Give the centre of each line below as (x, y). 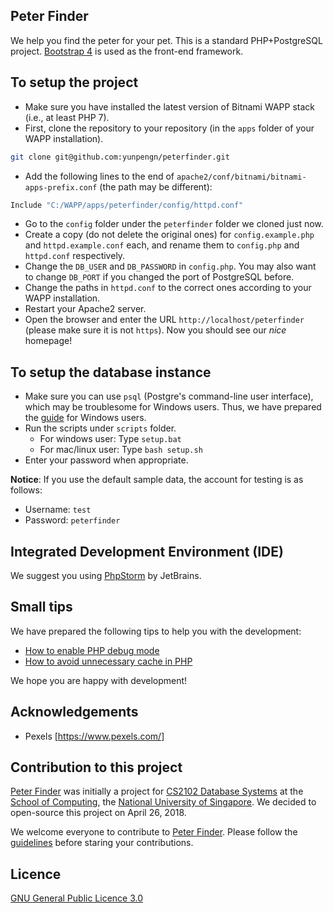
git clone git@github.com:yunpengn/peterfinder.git (120, 157)
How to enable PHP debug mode (92, 650)
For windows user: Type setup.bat (110, 439)
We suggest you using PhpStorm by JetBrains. (106, 575)
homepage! (48, 341)
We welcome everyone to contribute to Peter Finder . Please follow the (154, 832)
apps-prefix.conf (61, 187)
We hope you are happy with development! (99, 680)
